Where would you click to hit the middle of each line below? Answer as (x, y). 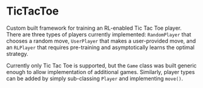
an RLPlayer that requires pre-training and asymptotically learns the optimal (101, 47)
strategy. (17, 53)
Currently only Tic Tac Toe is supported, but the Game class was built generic (101, 66)
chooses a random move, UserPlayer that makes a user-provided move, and (101, 41)
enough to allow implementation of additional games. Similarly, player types (101, 72)
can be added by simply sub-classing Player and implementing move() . (95, 78)
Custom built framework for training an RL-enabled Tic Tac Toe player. (94, 28)
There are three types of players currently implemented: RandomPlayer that (99, 34)
